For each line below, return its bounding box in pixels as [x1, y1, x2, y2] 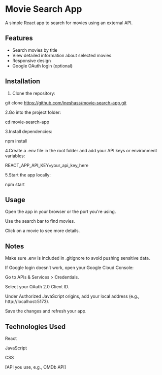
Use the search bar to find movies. [5, 218, 75, 224]
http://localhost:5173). [5, 299, 50, 305]
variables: [5, 153, 25, 159]
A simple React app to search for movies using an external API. [5, 20, 133, 26]
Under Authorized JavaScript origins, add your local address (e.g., [5, 293, 140, 299]
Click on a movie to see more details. [5, 228, 80, 234]
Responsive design [12, 58, 51, 64]
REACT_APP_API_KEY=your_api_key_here [5, 162, 89, 168]
